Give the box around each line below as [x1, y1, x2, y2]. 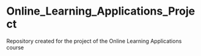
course [6, 44, 24, 51]
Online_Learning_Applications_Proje [6, 4, 196, 18]
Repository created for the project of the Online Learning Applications [6, 37, 182, 44]
